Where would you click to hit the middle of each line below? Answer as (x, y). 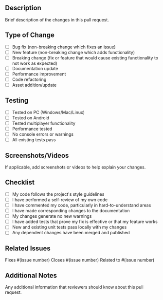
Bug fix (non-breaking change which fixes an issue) (64, 47)
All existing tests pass (34, 140)
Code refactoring (29, 79)
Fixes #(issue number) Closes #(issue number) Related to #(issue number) (80, 260)
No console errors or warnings (43, 134)
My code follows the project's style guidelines (58, 194)
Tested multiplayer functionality (44, 123)
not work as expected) (35, 63)
